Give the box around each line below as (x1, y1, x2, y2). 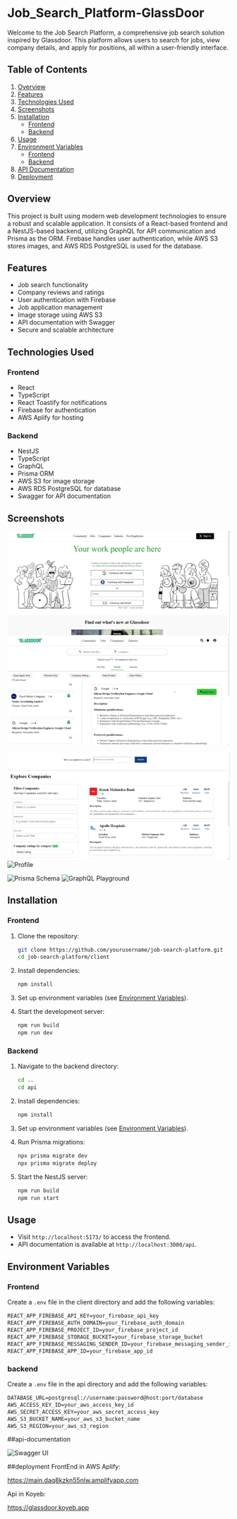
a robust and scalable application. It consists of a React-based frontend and (7, 219, 228, 227)
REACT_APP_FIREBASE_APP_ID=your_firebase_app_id (7, 1348, 153, 1355)
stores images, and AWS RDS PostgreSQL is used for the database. (7, 241, 203, 250)
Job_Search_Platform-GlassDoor (7, 5, 205, 21)
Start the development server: (17, 1007, 105, 1016)
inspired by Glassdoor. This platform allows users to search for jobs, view (7, 35, 221, 44)
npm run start (17, 1194, 59, 1202)
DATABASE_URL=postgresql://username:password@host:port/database (7, 1395, 203, 1402)
